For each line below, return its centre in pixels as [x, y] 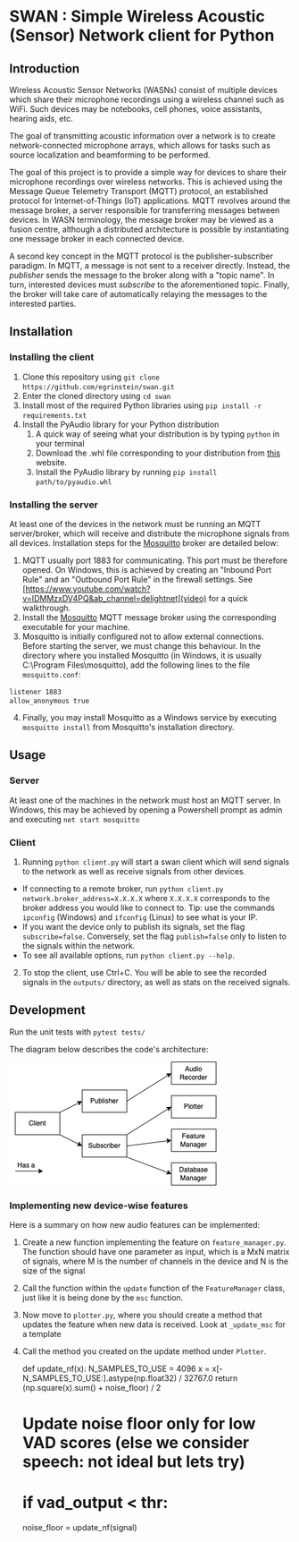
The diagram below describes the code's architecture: [109, 1049]
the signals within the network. [79, 945]
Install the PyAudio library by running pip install [126, 472]
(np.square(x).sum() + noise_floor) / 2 [91, 1388]
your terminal [60, 443]
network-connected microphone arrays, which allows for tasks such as [140, 145]
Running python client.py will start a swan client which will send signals [156, 862]
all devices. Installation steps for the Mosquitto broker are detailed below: [144, 542]
